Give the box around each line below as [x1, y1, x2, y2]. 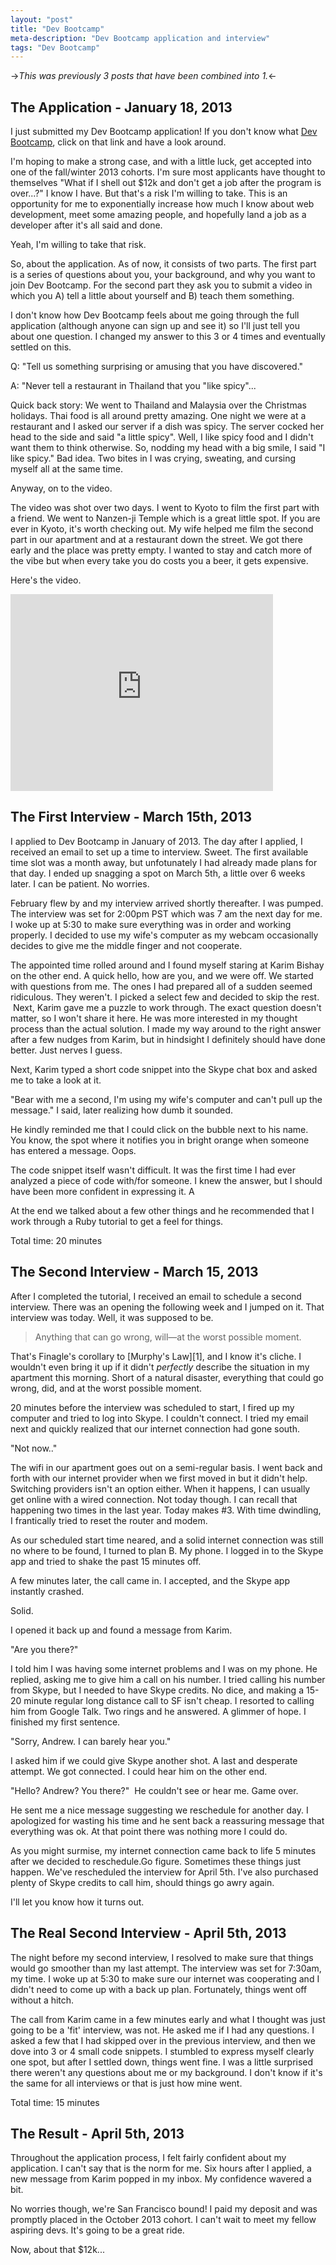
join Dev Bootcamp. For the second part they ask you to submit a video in [10, 279, 313, 291]
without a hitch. [10, 1994, 75, 2006]
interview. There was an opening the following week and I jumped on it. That [10, 1301, 325, 1313]
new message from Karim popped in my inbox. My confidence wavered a [10, 2173, 312, 2185]
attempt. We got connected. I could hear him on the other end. [10, 1765, 268, 1777]
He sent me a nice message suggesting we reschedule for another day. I [10, 1804, 309, 1816]
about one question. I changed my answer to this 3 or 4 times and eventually [10, 331, 326, 343]
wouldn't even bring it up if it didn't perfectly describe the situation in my [10, 1361, 310, 1373]
